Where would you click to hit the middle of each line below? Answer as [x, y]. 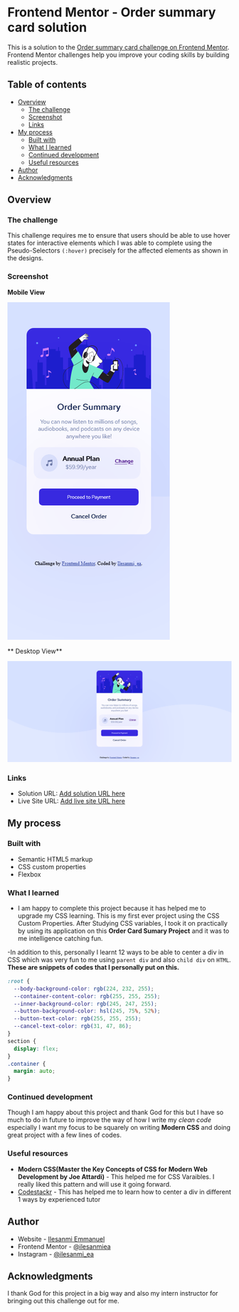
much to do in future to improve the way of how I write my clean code [110, 1120]
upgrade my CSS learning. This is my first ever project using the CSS [118, 916]
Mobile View [26, 292]
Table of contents [47, 85]
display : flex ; [36, 1049]
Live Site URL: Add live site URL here [71, 800]
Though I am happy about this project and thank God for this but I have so [116, 1112]
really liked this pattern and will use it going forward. [95, 1184]
